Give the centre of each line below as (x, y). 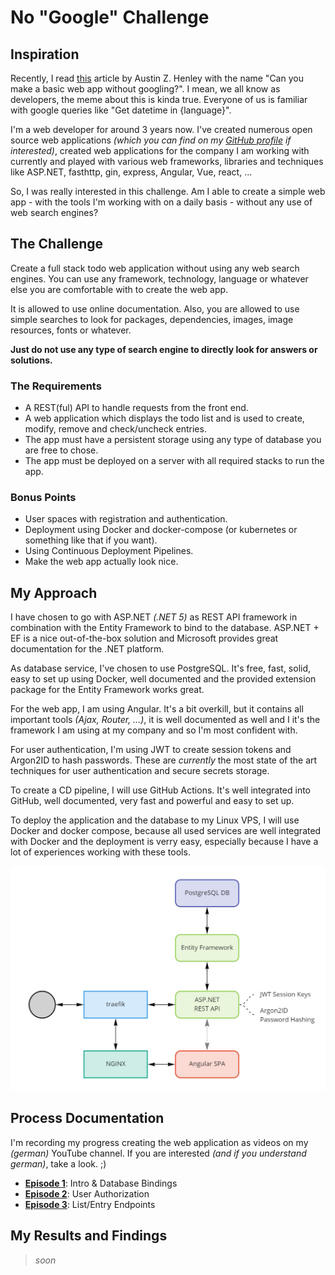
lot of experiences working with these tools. (100, 852)
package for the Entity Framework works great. (107, 690)
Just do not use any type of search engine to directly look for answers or (164, 349)
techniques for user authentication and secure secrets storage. (140, 771)
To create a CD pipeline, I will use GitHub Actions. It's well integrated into (161, 790)
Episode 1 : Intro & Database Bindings (101, 1183)
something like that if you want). (91, 540)
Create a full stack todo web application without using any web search (155, 268)
